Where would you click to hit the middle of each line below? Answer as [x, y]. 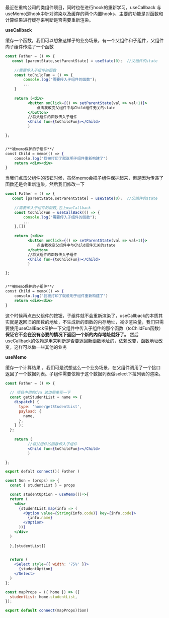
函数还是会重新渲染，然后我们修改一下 [45, 184]
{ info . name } [40, 518]
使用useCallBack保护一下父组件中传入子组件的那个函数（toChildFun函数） [86, 328]
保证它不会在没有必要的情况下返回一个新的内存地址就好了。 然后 [72, 334]
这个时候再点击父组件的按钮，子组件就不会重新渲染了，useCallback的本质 [82, 316]
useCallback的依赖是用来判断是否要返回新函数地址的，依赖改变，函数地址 [82, 341]
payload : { [30, 411]
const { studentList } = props [43, 485]
